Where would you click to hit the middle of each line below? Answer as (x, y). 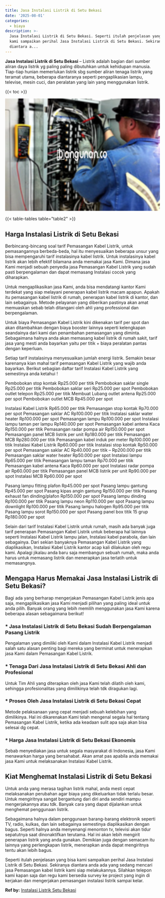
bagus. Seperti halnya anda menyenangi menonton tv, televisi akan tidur (78, 829)
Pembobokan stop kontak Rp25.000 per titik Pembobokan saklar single (77, 383)
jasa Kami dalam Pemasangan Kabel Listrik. (49, 653)
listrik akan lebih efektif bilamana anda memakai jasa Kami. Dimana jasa (78, 262)
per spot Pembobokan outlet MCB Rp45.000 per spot (59, 399)
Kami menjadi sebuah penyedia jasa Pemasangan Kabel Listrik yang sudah (81, 267)
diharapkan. (17, 277)
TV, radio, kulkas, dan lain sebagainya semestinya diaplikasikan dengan (77, 824)
